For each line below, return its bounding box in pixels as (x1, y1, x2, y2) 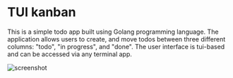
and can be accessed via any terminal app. (7, 50, 133, 58)
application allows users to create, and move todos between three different (7, 34, 226, 43)
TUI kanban (7, 4, 76, 20)
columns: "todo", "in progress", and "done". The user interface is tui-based (7, 42, 225, 51)
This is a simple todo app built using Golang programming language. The (7, 27, 219, 36)
